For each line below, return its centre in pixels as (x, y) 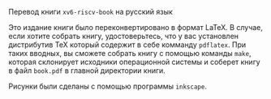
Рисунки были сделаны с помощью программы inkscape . (108, 86)
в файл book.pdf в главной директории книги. (87, 71)
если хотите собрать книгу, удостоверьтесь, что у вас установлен (124, 36)
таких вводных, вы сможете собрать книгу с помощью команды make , (130, 53)
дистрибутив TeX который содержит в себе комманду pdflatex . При (127, 45)
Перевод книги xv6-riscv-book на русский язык (90, 12)
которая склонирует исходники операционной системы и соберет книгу (135, 62)
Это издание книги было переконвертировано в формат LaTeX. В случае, (136, 27)
